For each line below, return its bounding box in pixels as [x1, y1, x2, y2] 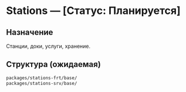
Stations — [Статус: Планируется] [6, 4, 181, 17]
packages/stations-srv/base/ [6, 80, 77, 86]
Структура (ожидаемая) [6, 59, 101, 69]
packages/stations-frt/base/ [6, 75, 77, 81]
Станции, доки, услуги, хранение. [6, 43, 91, 49]
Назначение [6, 27, 53, 37]
